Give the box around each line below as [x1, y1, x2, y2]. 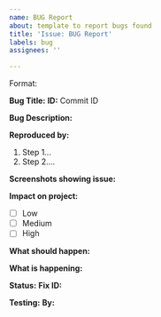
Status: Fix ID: [9, 281, 62, 291]
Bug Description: [9, 113, 73, 123]
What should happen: [9, 246, 90, 257]
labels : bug [9, 37, 53, 47]
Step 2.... [21, 156, 56, 167]
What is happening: [9, 263, 83, 273]
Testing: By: [9, 297, 55, 308]
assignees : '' [9, 46, 62, 55]
